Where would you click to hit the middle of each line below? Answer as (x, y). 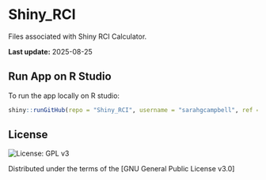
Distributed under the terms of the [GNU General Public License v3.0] (122, 169)
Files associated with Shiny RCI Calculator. (78, 36)
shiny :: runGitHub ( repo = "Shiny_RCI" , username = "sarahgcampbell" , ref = (134, 110)
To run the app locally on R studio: (64, 96)
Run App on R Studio (60, 77)
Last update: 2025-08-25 (50, 51)
